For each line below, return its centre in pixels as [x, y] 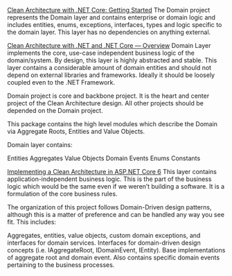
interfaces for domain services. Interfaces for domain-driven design [104, 243]
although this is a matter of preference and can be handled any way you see [116, 215]
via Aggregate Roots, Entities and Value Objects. [76, 131]
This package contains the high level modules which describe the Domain [113, 124]
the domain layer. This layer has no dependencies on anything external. [109, 32]
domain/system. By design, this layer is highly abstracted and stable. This [112, 60]
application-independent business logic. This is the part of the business [109, 179]
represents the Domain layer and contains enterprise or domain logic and [111, 17]
